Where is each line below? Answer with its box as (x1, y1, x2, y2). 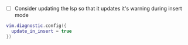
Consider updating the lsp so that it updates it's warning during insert (14, 5, 183, 12)
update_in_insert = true (11, 28, 72, 34)
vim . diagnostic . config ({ (6, 23, 67, 29)
